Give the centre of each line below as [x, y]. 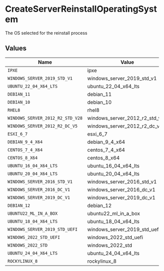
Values [16, 48]
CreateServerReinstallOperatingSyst [81, 9]
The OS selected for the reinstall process [46, 33]
